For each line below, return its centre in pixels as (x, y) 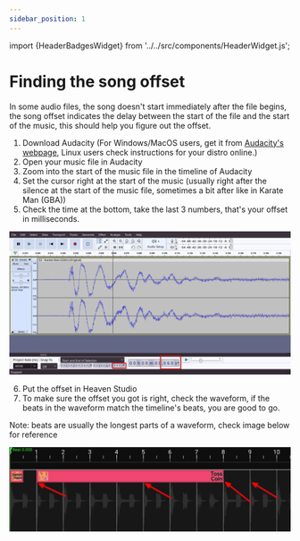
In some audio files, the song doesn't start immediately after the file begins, (148, 106)
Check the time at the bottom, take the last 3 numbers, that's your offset (155, 209)
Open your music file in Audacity (82, 162)
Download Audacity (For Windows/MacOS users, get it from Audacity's (153, 142)
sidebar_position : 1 (48, 19)
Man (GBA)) (44, 199)
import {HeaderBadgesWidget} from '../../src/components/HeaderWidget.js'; (150, 46)
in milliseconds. (51, 218)
